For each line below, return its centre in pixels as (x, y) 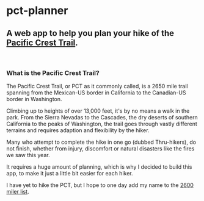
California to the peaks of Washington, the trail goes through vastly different (102, 124)
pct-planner (37, 11)
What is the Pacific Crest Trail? (53, 72)
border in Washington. (34, 99)
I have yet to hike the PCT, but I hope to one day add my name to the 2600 (100, 185)
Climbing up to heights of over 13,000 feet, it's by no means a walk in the (98, 111)
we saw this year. (28, 155)
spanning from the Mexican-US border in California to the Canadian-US (96, 93)
